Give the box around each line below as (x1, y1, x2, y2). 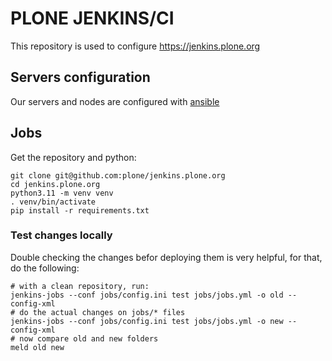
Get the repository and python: (10, 151, 137, 163)
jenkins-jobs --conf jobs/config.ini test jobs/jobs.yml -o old (10, 290, 284, 300)
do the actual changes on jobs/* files (19, 307, 186, 317)
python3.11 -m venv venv (10, 188, 114, 198)
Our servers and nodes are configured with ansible (10, 95, 220, 107)
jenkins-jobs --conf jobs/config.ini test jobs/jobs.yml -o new (10, 316, 284, 326)
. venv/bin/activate (10, 197, 97, 207)
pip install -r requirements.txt (10, 205, 150, 216)
